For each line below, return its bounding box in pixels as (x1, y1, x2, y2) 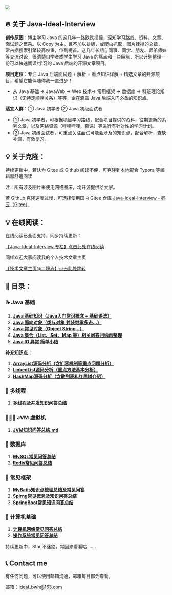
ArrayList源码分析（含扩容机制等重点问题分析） (12, 360, 114, 366)
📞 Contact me (5, 559, 48, 567)
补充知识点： (5, 349, 32, 356)
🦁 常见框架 (5, 474, 32, 481)
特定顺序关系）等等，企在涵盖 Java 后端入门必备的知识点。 (26, 95, 151, 101)
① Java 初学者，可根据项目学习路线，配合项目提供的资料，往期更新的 (12, 116, 162, 123)
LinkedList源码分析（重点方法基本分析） (12, 366, 98, 373)
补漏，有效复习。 (12, 136, 49, 142)
